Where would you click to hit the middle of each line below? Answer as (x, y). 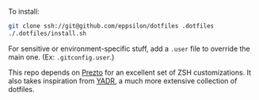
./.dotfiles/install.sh (48, 33)
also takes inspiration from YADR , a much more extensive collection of (123, 81)
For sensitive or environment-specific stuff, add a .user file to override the (129, 48)
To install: (24, 12)
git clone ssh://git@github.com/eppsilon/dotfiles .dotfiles (111, 26)
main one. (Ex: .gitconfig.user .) (61, 57)
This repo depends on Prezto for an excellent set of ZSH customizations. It (130, 72)
